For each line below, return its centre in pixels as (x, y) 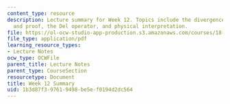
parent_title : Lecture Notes (49, 64)
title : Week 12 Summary (41, 83)
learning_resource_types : (44, 45)
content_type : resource (41, 13)
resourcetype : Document (41, 77)
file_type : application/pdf (47, 39)
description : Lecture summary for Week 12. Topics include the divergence (116, 20)
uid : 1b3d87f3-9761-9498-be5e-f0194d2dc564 (70, 90)
